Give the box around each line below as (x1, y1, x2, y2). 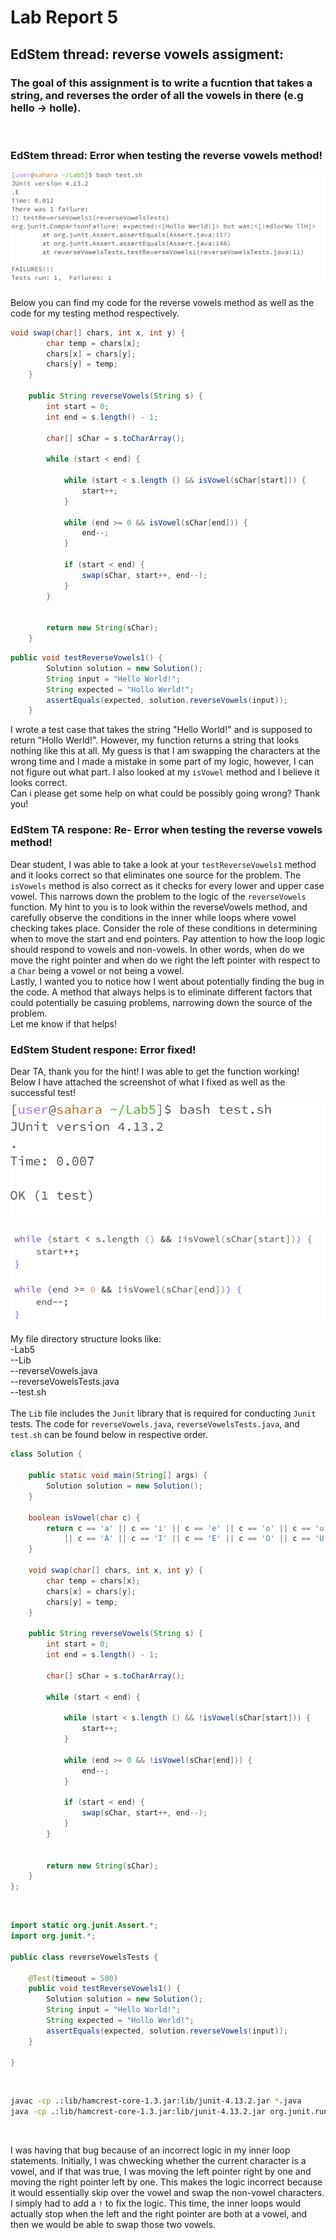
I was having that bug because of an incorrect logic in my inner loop (10, 2144, 291, 2156)
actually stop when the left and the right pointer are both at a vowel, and (10, 2208, 308, 2220)
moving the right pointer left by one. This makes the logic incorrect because (10, 2176, 323, 2188)
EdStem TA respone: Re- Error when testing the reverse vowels (10, 823, 323, 837)
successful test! (10, 1086, 76, 1098)
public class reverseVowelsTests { (10, 1952, 159, 1962)
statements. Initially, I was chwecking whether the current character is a (10, 2155, 307, 2167)
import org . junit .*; (10, 1931, 97, 1941)
